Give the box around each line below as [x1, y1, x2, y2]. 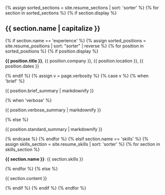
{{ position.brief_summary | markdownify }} [5, 88, 94, 94]
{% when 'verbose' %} [5, 97, 52, 103]
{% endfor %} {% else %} [5, 166, 58, 172]
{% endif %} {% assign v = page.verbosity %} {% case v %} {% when [5, 73, 149, 79]
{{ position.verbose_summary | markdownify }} [5, 107, 101, 113]
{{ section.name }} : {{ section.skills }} [5, 156, 83, 162]
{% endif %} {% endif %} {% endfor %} [5, 185, 86, 191]
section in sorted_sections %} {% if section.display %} [5, 10, 117, 16]
